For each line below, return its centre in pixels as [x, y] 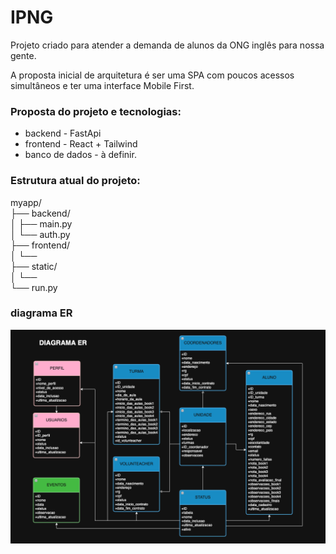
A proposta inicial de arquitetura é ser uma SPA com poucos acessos [152, 75]
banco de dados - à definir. [80, 155]
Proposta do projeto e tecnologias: [96, 111]
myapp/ [26, 202]
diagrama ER [41, 313]
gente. [23, 55]
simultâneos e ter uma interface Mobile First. [102, 85]
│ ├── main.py [41, 223]
